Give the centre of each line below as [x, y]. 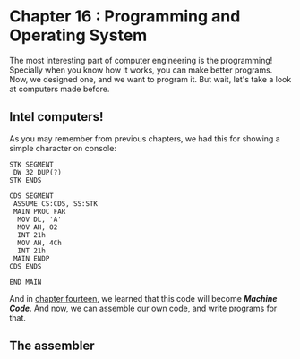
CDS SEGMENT [31, 196]
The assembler [52, 346]
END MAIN [26, 282]
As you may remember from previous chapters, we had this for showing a [145, 138]
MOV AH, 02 [38, 227]
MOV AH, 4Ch [40, 243]
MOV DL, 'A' [40, 219]
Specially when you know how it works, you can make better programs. [141, 70]
